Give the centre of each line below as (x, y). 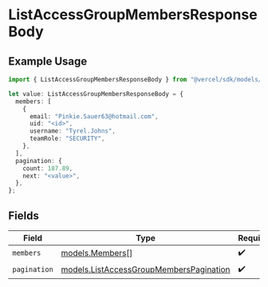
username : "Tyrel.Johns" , (72, 131)
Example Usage (48, 61)
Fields (24, 215)
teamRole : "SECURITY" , (67, 139)
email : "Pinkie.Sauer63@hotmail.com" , (94, 116)
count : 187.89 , (48, 168)
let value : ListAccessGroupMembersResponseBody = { (96, 94)
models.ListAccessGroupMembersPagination (146, 269)
